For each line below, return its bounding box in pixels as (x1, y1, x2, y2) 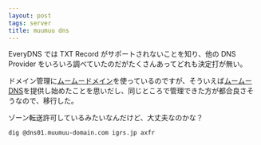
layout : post (8, 11, 52, 20)
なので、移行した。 (14, 96, 78, 106)
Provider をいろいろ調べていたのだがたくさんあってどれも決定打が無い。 (8, 59, 247, 69)
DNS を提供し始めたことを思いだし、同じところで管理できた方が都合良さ (8, 86, 247, 96)
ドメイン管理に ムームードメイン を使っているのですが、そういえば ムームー (8, 76, 253, 86)
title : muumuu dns (8, 26, 69, 34)
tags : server (8, 19, 52, 27)
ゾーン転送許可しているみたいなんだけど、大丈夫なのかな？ (8, 113, 204, 123)
